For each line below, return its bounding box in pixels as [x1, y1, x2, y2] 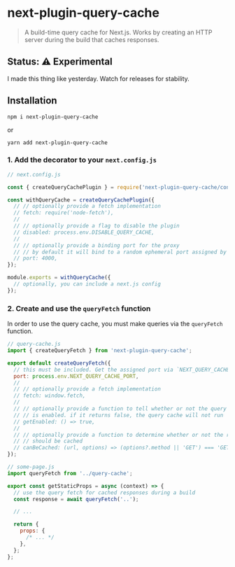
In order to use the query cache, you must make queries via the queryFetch [7, 320, 223, 328]
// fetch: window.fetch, [13, 392, 86, 400]
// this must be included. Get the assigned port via [13, 366, 173, 373]
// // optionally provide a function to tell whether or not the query [13, 405, 227, 412]
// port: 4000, [13, 255, 58, 262]
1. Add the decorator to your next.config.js [7, 155, 157, 165]
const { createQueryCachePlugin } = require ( [7, 183, 142, 190]
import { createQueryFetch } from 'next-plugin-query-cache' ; [7, 347, 192, 354]
